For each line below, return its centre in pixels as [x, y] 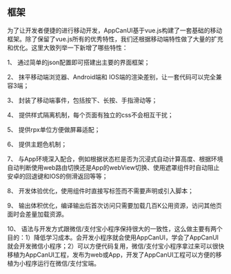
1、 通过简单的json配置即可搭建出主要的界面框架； [79, 62]
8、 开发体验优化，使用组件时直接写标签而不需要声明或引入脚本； [101, 190]
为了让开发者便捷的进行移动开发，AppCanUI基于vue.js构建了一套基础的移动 [115, 30]
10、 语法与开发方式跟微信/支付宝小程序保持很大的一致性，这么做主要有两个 [115, 228]
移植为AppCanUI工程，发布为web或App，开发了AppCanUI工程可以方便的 [111, 255]
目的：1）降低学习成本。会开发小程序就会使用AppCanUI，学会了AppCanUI [113, 237]
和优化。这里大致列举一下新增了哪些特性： [68, 48]
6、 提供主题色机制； [37, 144]
